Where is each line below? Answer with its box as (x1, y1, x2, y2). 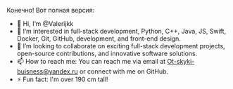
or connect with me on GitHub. (79, 67, 169, 76)
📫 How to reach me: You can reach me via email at (16, 57, 166, 65)
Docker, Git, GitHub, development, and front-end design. (16, 34, 181, 43)
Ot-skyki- (167, 57, 195, 65)
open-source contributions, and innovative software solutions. (16, 49, 198, 57)
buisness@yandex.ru (16, 67, 78, 76)
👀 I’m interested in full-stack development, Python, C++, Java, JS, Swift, (16, 27, 227, 35)
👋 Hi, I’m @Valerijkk (16, 20, 74, 27)
